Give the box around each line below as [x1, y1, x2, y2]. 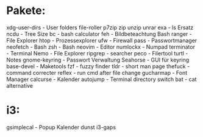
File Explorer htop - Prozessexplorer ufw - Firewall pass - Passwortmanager [6, 37, 198, 44]
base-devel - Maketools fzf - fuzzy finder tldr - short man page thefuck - [6, 62, 190, 70]
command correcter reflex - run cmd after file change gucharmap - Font [6, 69, 188, 76]
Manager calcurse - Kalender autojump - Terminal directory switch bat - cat [6, 76, 197, 83]
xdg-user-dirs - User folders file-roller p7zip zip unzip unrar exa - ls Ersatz [6, 24, 194, 31]
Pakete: [6, 4, 46, 18]
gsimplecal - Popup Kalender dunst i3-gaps [6, 123, 116, 131]
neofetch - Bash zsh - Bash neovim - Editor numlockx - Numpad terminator [6, 43, 195, 51]
